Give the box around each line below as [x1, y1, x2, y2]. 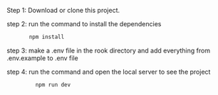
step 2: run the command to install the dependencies [6, 20, 162, 28]
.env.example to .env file [6, 53, 79, 62]
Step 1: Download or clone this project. [6, 6, 120, 14]
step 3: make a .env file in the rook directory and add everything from [6, 46, 211, 55]
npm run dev [35, 81, 71, 88]
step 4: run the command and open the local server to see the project [6, 67, 211, 76]
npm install [28, 33, 65, 40]
